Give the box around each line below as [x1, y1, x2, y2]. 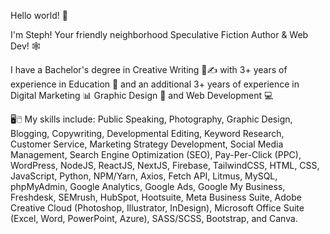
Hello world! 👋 [10, 10, 68, 21]
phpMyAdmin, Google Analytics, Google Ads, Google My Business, [10, 181, 286, 192]
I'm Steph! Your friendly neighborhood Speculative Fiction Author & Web [10, 29, 309, 40]
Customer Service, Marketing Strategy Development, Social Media [10, 138, 284, 150]
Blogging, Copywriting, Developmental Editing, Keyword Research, [10, 128, 285, 139]
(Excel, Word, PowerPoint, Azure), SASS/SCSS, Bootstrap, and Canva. [10, 213, 298, 224]
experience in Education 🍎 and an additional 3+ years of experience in [10, 78, 300, 90]
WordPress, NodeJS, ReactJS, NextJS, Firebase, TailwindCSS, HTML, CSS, [10, 160, 320, 171]
